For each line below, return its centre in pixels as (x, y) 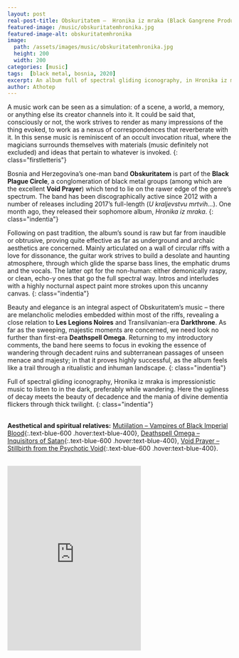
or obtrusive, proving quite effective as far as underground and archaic (111, 241)
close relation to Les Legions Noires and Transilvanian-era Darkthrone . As (117, 323)
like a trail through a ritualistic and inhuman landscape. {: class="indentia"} (117, 368)
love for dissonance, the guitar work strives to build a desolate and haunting (118, 256)
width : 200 (30, 61)
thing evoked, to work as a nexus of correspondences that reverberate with (118, 130)
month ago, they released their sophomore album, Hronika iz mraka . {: (111, 211)
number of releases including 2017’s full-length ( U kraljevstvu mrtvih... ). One (119, 204)
